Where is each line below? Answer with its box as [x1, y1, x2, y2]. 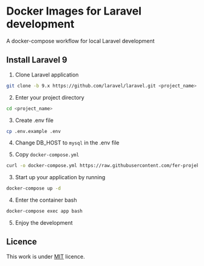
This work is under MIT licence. [6, 253, 85, 260]
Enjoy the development [15, 219, 73, 226]
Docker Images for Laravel [6, 4, 141, 18]
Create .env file [15, 117, 53, 124]
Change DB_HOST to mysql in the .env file [15, 139, 120, 146]
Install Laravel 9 [6, 55, 68, 65]
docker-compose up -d [6, 185, 61, 192]
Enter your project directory [15, 94, 85, 101]
